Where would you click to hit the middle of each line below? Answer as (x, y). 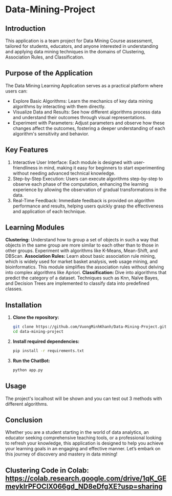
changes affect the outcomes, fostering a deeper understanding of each (89, 128)
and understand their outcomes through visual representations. (79, 117)
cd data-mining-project (38, 332)
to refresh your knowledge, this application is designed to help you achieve (84, 443)
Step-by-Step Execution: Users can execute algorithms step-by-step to (88, 179)
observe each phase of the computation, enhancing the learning (80, 184)
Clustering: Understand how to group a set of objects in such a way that (82, 240)
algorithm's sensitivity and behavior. (51, 133)
